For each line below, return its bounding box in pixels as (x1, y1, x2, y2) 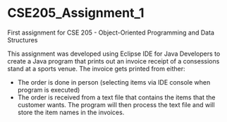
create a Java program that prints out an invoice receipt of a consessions (7, 56, 220, 65)
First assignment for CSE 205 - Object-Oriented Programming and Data (7, 28, 215, 37)
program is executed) (17, 85, 80, 94)
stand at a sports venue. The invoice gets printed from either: (7, 64, 185, 73)
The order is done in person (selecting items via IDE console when (17, 78, 211, 86)
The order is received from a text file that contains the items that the (17, 93, 216, 102)
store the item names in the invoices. (17, 108, 125, 116)
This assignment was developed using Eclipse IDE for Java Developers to (7, 49, 221, 58)
